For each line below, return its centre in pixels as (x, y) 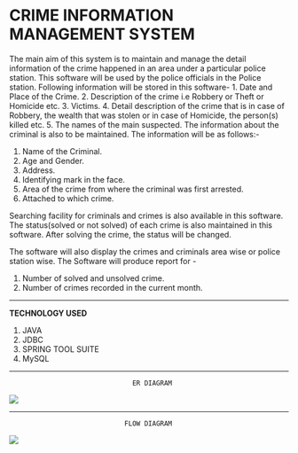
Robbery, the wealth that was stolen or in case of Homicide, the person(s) (144, 115)
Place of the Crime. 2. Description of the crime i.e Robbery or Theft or (137, 96)
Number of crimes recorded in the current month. (112, 287)
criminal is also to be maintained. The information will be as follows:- (134, 134)
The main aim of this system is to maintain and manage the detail (128, 59)
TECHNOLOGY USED (48, 313)
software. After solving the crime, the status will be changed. (121, 234)
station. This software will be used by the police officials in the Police (135, 77)
